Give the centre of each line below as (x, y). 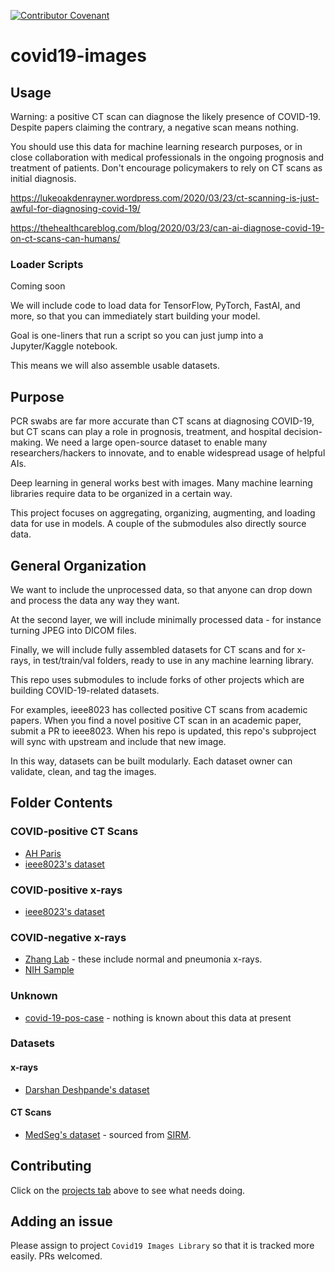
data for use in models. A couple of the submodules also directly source (158, 524)
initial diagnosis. (43, 178)
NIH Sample (49, 970)
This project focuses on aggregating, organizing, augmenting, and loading (163, 513)
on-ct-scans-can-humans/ (65, 238)
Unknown (34, 996)
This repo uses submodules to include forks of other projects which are (157, 679)
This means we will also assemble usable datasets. (115, 366)
